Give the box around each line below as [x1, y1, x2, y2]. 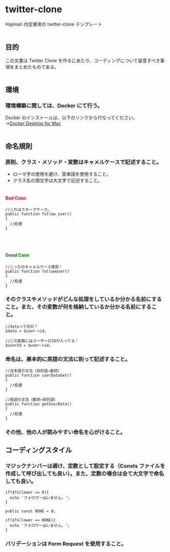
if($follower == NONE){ [5, 517, 56, 522]
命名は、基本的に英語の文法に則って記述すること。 [5, 356, 131, 363]
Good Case [5, 252, 30, 258]
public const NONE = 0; [5, 509, 56, 514]
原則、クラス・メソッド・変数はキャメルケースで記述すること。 [5, 158, 162, 165]
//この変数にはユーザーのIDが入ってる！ [5, 338, 79, 343]
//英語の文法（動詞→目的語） [5, 397, 58, 403]
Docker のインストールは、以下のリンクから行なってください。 [5, 115, 138, 121]
